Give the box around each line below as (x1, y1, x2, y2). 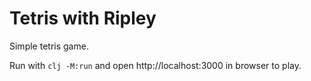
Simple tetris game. (9, 40, 89, 52)
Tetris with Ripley (9, 7, 157, 30)
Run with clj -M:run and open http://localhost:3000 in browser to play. (9, 59, 302, 71)
